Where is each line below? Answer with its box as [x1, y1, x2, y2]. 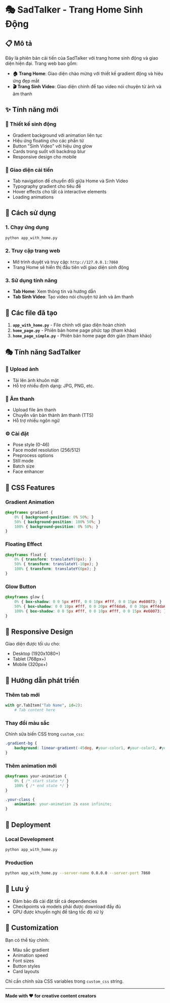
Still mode [12, 458, 34, 464]
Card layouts [12, 968, 39, 974]
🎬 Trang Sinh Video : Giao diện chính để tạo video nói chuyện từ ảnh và [12, 84, 162, 89]
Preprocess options [12, 452, 54, 458]
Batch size [12, 463, 34, 469]
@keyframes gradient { [5, 510, 53, 515]
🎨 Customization [5, 923, 59, 932]
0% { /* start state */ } [14, 778, 69, 783]
